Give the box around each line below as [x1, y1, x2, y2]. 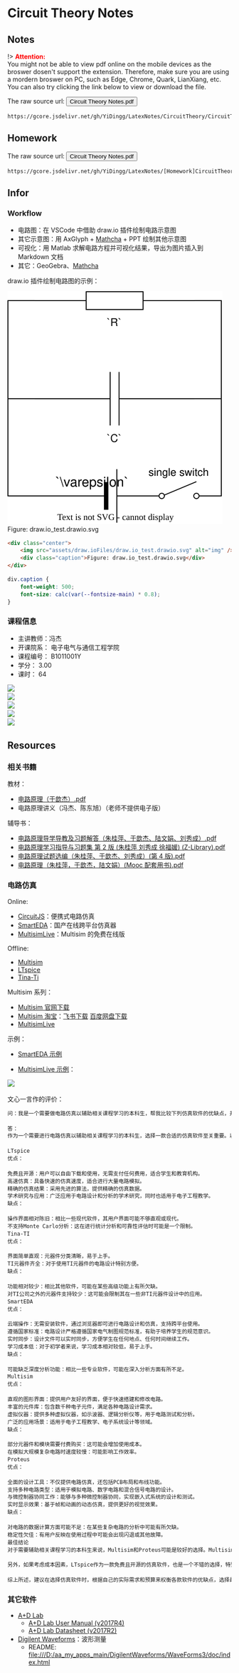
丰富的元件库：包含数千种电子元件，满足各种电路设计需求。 [7, 1403, 156, 1410]
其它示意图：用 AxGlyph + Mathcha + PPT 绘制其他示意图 [17, 234, 187, 243]
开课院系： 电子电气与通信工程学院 [17, 643, 119, 651]
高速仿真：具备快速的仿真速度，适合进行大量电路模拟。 [7, 1177, 146, 1185]
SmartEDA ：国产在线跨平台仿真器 [17, 920, 117, 929]
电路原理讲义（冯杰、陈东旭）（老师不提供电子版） [17, 804, 165, 813]
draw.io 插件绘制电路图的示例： [7, 276, 100, 285]
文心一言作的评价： [7, 1094, 64, 1103]
